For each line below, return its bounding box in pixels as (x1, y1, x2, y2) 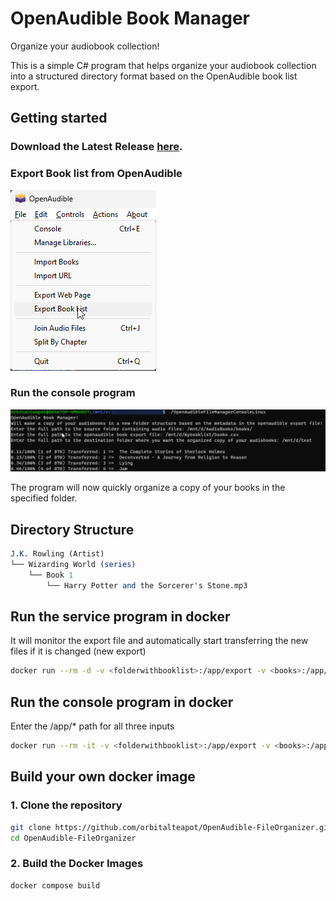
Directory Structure (10, 521, 135, 538)
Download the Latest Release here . (10, 140, 183, 154)
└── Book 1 (28, 570, 74, 580)
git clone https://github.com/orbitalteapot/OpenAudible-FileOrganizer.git (10, 822, 333, 832)
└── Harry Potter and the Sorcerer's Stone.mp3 (46, 580, 248, 591)
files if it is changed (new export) (10, 645, 147, 657)
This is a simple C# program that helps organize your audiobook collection (10, 59, 317, 71)
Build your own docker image (10, 768, 196, 786)
